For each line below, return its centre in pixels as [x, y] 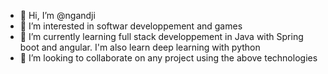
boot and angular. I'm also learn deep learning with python [140, 47]
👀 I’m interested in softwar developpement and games [131, 26]
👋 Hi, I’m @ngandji [57, 15]
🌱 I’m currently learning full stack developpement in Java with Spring [161, 36]
